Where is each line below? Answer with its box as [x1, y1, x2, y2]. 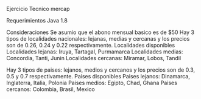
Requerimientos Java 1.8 [6, 17, 68, 24]
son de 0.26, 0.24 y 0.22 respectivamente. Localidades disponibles [6, 42, 175, 49]
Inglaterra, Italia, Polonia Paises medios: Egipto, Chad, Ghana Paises [6, 79, 178, 86]
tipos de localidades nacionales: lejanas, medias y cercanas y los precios [6, 35, 190, 42]
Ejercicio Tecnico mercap [6, 5, 70, 12]
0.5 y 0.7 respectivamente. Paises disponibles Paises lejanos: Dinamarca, [6, 73, 190, 80]
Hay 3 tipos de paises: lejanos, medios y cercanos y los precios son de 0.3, [6, 66, 196, 73]
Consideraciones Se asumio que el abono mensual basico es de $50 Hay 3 [6, 29, 195, 36]
